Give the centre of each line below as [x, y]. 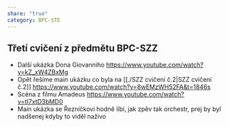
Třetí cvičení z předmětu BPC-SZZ [83, 48]
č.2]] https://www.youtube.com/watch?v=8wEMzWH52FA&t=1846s [114, 87]
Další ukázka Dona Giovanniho [61, 65]
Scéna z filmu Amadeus [51, 94]
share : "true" [28, 14]
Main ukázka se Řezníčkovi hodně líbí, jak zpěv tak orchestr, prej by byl [119, 109]
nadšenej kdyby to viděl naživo [62, 117]
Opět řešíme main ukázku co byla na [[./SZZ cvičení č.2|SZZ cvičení [114, 80]
